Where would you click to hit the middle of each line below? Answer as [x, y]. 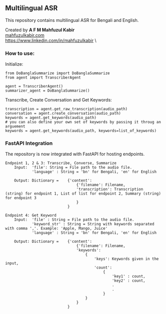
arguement [15, 126]
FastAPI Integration [29, 143]
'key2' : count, [128, 281]
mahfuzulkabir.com [25, 35]
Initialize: [14, 64]
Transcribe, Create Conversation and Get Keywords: [59, 100]
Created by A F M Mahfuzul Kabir [40, 30]
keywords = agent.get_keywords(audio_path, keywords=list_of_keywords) [81, 131]
